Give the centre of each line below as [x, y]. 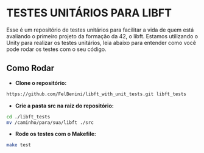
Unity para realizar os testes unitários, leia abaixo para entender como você [101, 42]
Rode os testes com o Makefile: [55, 134]
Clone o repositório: [41, 83]
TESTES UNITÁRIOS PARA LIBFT [89, 13]
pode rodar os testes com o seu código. [56, 49]
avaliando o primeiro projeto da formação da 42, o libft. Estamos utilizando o [102, 36]
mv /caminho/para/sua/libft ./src [50, 122]
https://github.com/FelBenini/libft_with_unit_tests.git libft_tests [97, 94]
